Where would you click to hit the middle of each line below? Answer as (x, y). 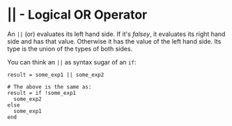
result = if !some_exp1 (42, 93)
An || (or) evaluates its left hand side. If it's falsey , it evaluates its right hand (116, 34)
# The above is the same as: (49, 87)
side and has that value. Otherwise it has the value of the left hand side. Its (114, 41)
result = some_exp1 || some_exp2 (56, 75)
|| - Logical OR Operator (77, 15)
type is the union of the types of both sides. (70, 48)
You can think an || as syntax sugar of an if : (72, 62)
